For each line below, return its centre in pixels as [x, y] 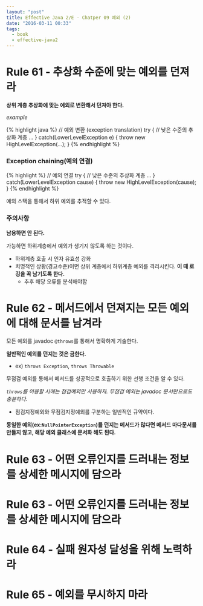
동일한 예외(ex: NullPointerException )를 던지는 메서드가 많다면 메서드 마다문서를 [101, 425]
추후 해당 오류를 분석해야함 [56, 281]
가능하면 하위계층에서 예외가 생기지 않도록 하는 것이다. [70, 246]
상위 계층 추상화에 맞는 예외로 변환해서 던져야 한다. [65, 105]
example [17, 117]
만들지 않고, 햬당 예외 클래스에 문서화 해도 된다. [61, 433]
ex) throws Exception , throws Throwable [65, 366]
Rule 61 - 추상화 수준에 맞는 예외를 [87, 72]
